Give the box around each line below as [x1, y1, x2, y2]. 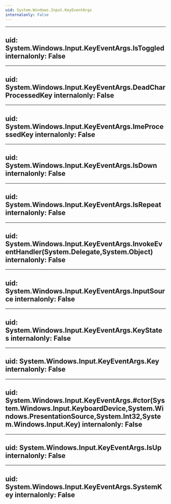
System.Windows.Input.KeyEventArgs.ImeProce [5, 122, 164, 131]
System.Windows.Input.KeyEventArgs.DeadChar [5, 83, 166, 92]
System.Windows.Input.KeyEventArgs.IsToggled [5, 44, 164, 53]
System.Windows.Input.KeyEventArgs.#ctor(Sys [5, 396, 165, 405]
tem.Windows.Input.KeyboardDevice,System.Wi [5, 404, 164, 413]
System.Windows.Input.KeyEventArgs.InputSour [5, 287, 165, 295]
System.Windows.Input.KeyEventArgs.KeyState [5, 326, 163, 335]
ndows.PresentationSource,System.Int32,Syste [5, 412, 161, 421]
